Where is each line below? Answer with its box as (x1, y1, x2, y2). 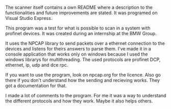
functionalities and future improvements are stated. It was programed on (5, 10, 158, 16)
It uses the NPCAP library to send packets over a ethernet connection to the (5, 40, 165, 46)
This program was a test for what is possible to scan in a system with (5, 25, 151, 31)
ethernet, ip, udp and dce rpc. (5, 62, 68, 68)
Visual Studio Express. (5, 15, 53, 21)
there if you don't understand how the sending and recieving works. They (5, 77, 160, 83)
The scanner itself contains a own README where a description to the (5, 5, 153, 10)
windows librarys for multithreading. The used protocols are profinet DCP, (5, 57, 161, 63)
